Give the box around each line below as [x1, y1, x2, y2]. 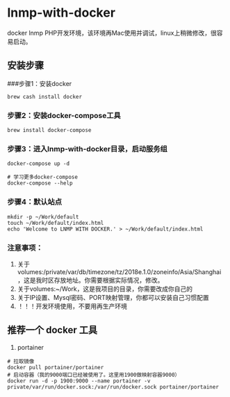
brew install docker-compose [7, 127, 92, 134]
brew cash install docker [7, 93, 82, 100]
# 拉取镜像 [7, 357, 35, 365]
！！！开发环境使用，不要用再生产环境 [17, 302, 127, 310]
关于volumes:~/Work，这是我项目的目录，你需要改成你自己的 [17, 285, 193, 293]
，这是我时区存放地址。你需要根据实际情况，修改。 [17, 276, 164, 284]
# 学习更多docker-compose [7, 174, 79, 181]
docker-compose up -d [7, 160, 70, 167]
